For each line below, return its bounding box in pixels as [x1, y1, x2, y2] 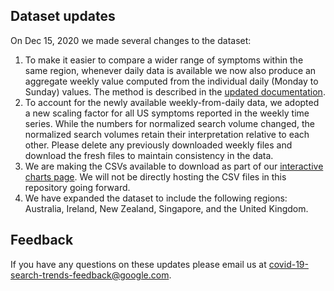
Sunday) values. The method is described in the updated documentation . [24, 85, 326, 98]
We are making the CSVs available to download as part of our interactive [24, 160, 324, 172]
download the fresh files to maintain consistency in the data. [24, 149, 274, 161]
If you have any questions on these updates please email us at [10, 258, 267, 270]
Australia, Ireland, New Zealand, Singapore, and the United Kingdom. [24, 202, 309, 214]
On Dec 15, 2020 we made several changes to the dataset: [10, 34, 252, 46]
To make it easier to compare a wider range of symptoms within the [24, 54, 304, 66]
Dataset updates [10, 8, 116, 25]
